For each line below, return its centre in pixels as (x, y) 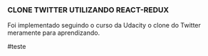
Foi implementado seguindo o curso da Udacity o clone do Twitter (104, 26)
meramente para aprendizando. (54, 33)
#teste (17, 47)
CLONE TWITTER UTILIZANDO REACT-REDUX (88, 10)
